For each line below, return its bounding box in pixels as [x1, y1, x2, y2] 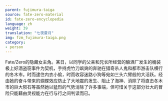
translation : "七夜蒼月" [5, 30, 54, 35]
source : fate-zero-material [5, 12, 64, 17]
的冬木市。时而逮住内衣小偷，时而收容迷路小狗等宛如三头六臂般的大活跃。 [5, 71, 158, 77]
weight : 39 [5, 26, 28, 31]
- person [5, 44, 23, 49]
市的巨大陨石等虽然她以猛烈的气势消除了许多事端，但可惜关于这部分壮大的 [5, 83, 158, 90]
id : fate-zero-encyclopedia [5, 16, 64, 21]
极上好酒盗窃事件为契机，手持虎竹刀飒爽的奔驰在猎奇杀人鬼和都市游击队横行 [5, 65, 163, 71]
